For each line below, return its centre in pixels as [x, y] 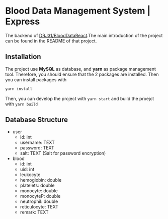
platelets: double [37, 185]
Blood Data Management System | [78, 11]
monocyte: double [39, 191]
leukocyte [30, 175]
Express [23, 21]
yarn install [19, 89]
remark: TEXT [34, 212]
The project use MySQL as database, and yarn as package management [80, 69]
